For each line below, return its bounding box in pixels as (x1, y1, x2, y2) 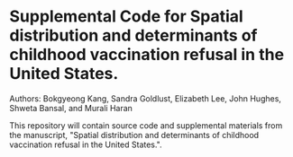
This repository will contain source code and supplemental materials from (9, 119, 283, 131)
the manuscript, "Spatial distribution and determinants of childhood (9, 129, 260, 140)
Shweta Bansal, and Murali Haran (9, 102, 133, 113)
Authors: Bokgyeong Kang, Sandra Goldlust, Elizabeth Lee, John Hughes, (9, 92, 282, 104)
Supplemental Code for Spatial (9, 6, 243, 27)
